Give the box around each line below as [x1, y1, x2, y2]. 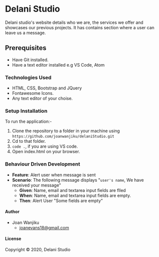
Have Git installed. [12, 57, 49, 63]
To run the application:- [5, 119, 52, 124]
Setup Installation [5, 107, 48, 114]
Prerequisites [5, 44, 47, 52]
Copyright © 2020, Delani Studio [5, 247, 71, 253]
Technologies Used [5, 74, 52, 81]
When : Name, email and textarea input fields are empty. [19, 192, 131, 198]
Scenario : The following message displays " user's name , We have [12, 177, 144, 183]
